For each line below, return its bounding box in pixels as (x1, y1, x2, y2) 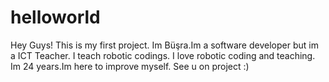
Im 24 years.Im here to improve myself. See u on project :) (10, 60, 250, 72)
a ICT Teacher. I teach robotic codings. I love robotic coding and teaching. (10, 49, 316, 61)
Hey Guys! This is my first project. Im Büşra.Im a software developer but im (10, 39, 319, 51)
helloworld (10, 6, 101, 29)
